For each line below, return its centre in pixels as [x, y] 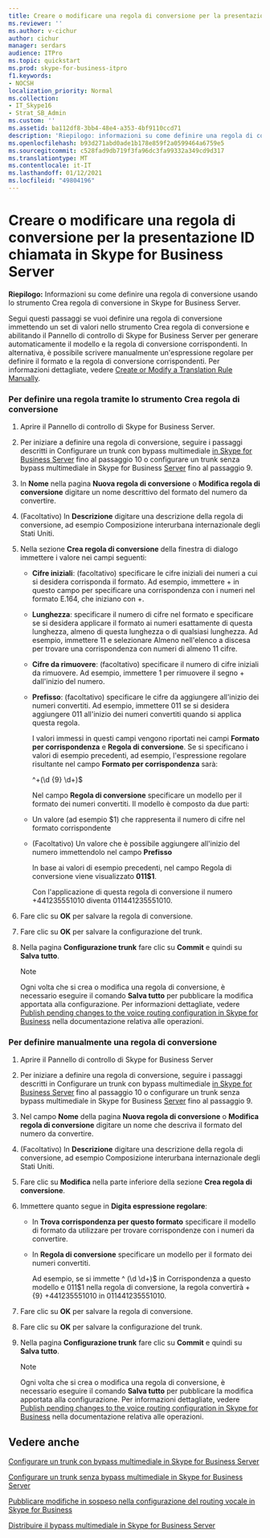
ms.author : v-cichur [43, 31]
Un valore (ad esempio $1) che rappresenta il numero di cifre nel [138, 819]
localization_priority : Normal [61, 91]
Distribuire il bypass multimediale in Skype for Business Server [112, 1526]
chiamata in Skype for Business [116, 255]
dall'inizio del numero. [69, 682]
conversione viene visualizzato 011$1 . [94, 877]
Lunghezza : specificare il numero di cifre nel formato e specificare [143, 615]
